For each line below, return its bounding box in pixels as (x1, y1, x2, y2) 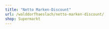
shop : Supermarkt (5, 16, 41, 21)
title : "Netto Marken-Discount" (5, 7, 71, 12)
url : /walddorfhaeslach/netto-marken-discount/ (5, 12, 105, 17)
